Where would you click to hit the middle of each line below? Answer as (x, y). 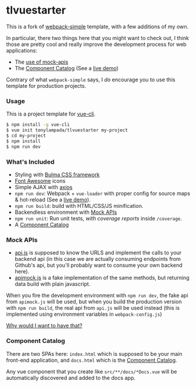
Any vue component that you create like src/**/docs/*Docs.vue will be (92, 371)
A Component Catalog (42, 224)
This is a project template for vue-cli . (51, 114)
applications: (22, 50)
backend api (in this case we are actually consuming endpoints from (98, 259)
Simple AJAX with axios (43, 187)
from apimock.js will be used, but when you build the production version (94, 302)
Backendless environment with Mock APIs (66, 212)
